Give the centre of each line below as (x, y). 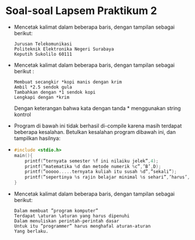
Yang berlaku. (31, 232)
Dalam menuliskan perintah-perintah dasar (66, 221)
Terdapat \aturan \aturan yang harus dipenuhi (72, 216)
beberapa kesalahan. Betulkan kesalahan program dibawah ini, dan (95, 132)
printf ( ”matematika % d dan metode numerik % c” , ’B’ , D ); (93, 166)
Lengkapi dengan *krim (42, 97)
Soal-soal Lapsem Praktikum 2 (81, 11)
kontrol (23, 114)
